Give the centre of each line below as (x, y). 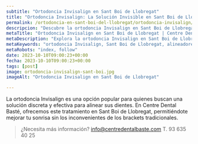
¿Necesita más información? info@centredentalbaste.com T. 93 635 (103, 129)
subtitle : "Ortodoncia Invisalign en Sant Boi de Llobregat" (83, 11)
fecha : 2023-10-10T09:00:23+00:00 (49, 61)
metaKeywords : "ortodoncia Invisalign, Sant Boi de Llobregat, (85, 45)
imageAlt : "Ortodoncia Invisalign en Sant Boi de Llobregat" (83, 77)
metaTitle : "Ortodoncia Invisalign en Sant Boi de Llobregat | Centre (95, 34)
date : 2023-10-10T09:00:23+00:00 (47, 55)
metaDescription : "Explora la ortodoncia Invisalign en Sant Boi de (92, 39)
